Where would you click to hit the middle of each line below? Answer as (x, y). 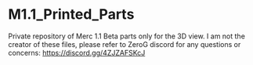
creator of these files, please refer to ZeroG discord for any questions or (125, 44)
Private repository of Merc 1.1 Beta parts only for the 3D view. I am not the (127, 36)
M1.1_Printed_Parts (71, 14)
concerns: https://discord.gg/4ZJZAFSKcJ (77, 52)
